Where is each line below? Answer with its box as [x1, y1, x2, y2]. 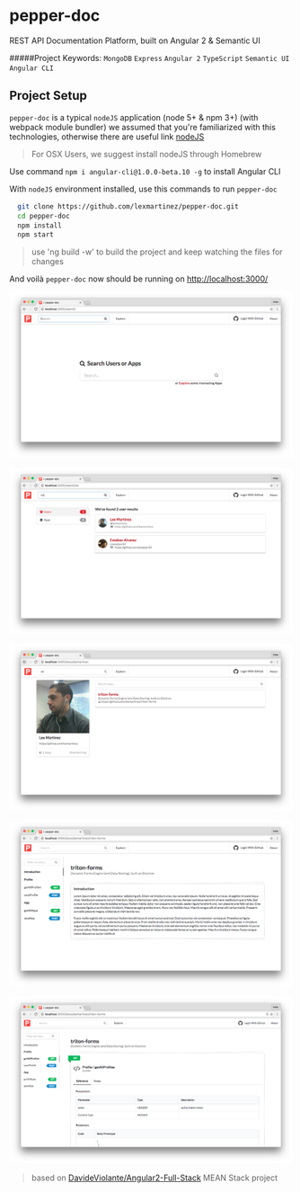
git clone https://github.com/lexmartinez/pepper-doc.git [17, 201, 240, 211]
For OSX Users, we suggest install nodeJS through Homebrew [31, 148, 262, 159]
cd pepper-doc [17, 211, 70, 220]
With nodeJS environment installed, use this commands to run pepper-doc [9, 183, 278, 194]
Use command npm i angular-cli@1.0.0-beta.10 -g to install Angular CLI [9, 165, 281, 176]
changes [31, 256, 65, 267]
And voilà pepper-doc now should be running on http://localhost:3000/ [9, 273, 269, 284]
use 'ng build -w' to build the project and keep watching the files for [31, 246, 283, 257]
